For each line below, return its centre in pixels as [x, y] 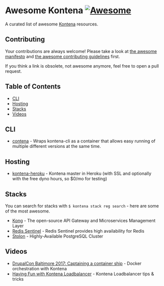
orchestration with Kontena [39, 268]
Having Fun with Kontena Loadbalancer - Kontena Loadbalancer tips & [83, 274]
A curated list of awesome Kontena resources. [52, 24]
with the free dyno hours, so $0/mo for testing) [60, 179]
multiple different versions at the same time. [57, 146]
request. [13, 71]
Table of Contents [33, 86]
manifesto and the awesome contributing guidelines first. [62, 56]
